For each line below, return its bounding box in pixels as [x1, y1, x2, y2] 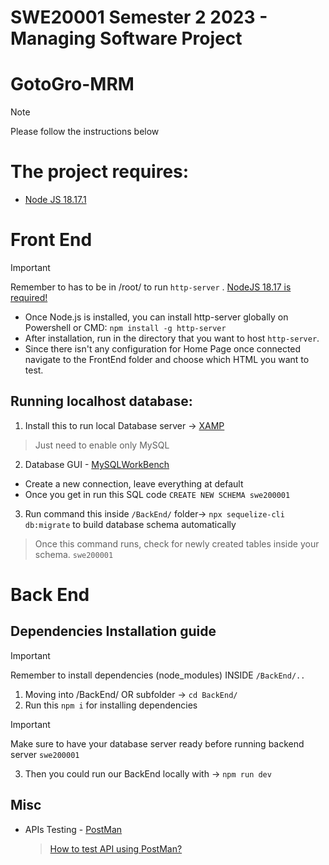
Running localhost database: [10, 393, 193, 410]
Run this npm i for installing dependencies [24, 699, 198, 711]
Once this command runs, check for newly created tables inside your [34, 537, 320, 550]
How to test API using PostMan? [49, 842, 183, 855]
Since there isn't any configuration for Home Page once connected [24, 343, 302, 355]
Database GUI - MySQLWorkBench [24, 458, 170, 470]
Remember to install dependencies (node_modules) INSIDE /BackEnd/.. [10, 669, 306, 681]
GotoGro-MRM [10, 73, 135, 96]
